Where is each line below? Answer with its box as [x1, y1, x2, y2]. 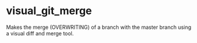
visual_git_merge [6, 4, 93, 18]
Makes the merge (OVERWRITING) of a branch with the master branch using [6, 24, 192, 31]
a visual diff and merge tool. [6, 29, 74, 37]
